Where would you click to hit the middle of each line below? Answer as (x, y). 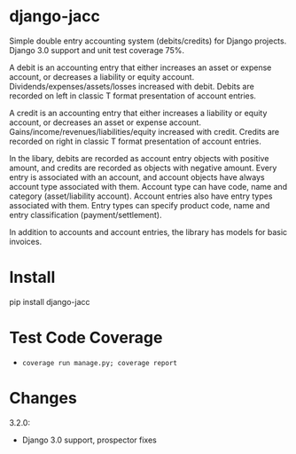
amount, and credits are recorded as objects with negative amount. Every (143, 168)
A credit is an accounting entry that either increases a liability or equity (138, 113)
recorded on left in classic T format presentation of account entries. (133, 96)
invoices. (26, 241)
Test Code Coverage (86, 338)
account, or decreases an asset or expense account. (105, 122)
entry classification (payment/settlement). (86, 215)
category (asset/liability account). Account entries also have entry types (141, 196)
